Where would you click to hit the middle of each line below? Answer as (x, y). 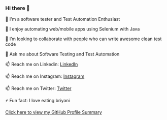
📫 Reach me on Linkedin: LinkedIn (42, 64)
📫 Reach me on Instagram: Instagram (45, 76)
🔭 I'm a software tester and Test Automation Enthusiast (63, 19)
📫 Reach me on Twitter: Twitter (39, 88)
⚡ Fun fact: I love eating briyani (38, 101)
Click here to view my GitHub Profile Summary (54, 112)
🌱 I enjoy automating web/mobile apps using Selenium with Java (73, 29)
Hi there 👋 (18, 8)
